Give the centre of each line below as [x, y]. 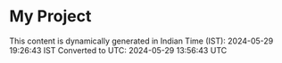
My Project [50, 16]
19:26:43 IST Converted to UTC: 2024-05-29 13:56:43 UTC [118, 50]
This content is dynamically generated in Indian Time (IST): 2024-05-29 [141, 41]
